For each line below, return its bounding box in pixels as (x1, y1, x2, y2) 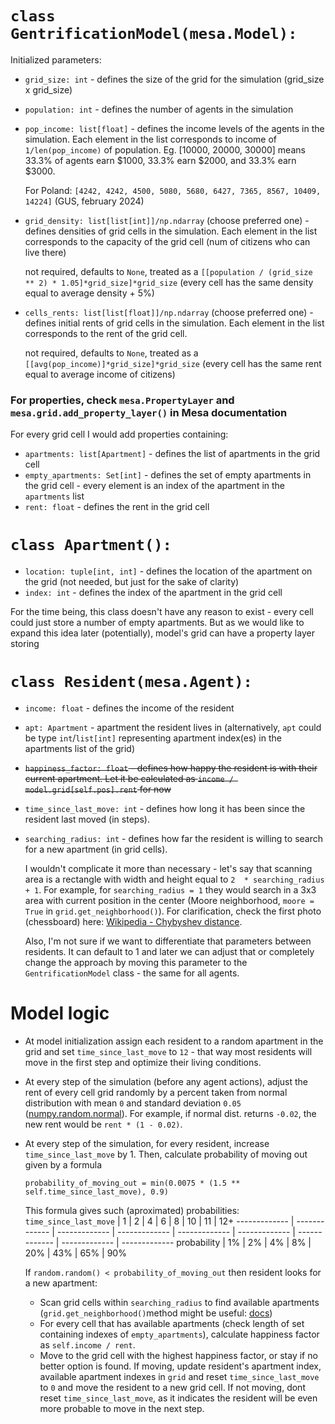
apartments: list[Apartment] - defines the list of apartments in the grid (24, 448, 321, 460)
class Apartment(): (10, 536, 172, 555)
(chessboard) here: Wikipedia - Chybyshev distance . (24, 916, 243, 928)
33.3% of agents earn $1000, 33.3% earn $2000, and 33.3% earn (24, 154, 297, 166)
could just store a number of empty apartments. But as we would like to (10, 617, 305, 629)
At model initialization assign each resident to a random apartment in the (24, 1035, 324, 1047)
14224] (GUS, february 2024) (24, 195, 145, 207)
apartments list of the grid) (24, 743, 135, 755)
